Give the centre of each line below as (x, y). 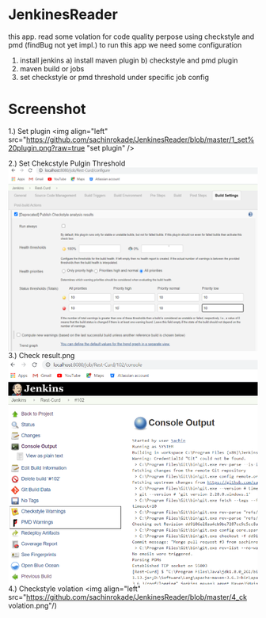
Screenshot (47, 109)
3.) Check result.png (42, 355)
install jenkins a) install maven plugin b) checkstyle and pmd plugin (129, 60)
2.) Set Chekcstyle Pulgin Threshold (67, 163)
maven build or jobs (52, 68)
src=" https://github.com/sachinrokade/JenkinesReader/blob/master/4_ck (128, 597)
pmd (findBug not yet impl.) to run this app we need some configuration (125, 44)
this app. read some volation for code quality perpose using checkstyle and (131, 36)
